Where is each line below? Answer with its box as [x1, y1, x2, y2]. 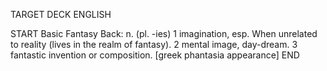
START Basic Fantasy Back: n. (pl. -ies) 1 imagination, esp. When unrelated [10, 28, 318, 39]
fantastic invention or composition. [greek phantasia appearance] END [10, 49, 300, 61]
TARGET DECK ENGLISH [10, 9, 112, 20]
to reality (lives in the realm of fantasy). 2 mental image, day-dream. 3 [10, 39, 298, 50]
